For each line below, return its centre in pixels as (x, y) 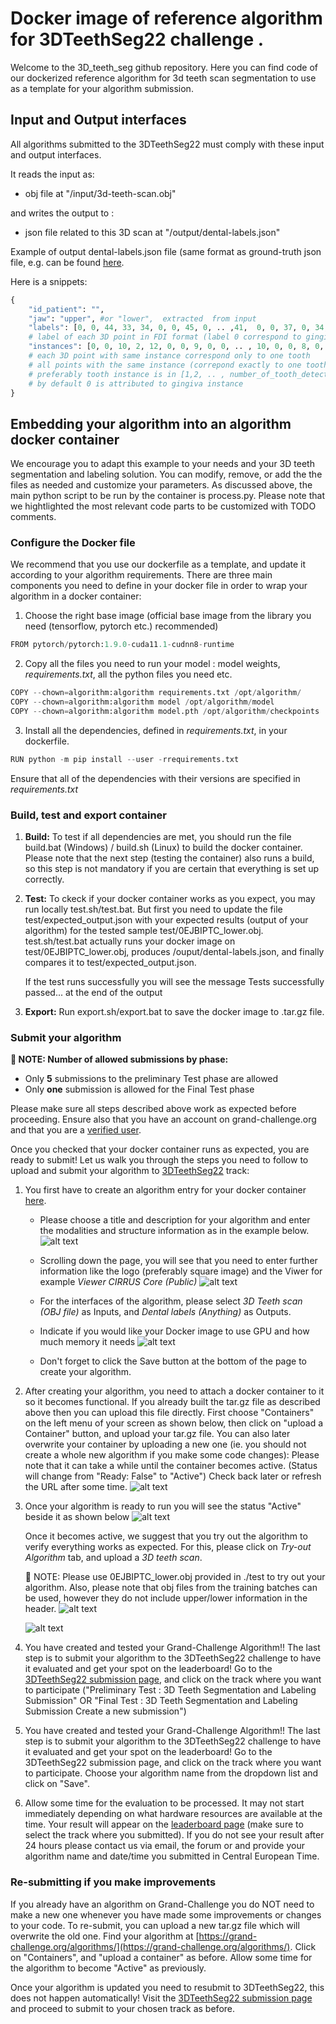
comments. (33, 517)
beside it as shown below (77, 1517)
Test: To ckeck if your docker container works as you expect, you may (170, 899)
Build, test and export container (89, 815)
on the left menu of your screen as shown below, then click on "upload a (174, 1423)
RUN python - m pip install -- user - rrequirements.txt (125, 759)
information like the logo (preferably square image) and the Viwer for (181, 1271)
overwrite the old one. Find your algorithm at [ (105, 1936)
